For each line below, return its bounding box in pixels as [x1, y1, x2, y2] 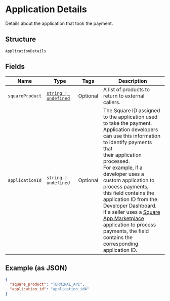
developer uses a [103, 170, 144, 177]
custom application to [103, 177, 155, 184]
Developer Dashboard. [103, 202, 157, 209]
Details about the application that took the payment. [5, 20, 113, 26]
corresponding [103, 240, 139, 247]
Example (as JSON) [5, 263, 67, 272]
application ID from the [103, 195, 158, 203]
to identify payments [103, 139, 152, 146]
